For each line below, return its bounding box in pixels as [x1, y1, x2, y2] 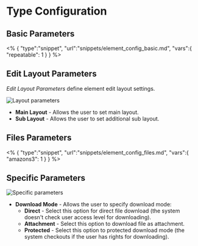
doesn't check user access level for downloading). [24, 214, 151, 221]
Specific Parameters [6, 173, 86, 183]
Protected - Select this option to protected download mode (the [24, 227, 185, 234]
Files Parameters [6, 133, 72, 143]
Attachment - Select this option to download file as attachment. [24, 220, 185, 228]
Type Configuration [6, 4, 107, 18]
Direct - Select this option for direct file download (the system [24, 207, 180, 214]
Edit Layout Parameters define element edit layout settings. [6, 85, 155, 92]
